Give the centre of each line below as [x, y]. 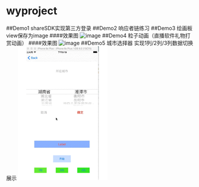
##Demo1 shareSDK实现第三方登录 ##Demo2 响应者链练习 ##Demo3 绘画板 [99, 28]
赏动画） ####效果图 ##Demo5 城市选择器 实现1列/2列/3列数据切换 [100, 43]
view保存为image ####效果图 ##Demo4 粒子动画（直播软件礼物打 [99, 35]
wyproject [32, 11]
